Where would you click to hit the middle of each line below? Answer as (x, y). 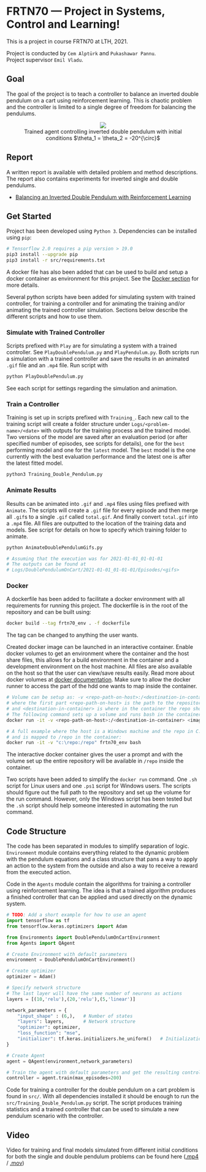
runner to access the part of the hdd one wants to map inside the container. (102, 686)
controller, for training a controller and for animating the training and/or (96, 303)
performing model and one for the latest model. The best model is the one (101, 450)
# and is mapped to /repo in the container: (64, 737)
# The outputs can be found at (46, 564)
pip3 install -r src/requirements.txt (56, 260)
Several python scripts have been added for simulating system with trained (101, 297)
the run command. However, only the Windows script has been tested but (99, 799)
